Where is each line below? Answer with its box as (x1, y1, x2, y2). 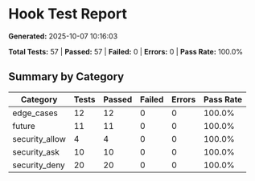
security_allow (12, 133, 67, 144)
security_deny (12, 159, 66, 171)
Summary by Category (8, 70, 125, 84)
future (12, 120, 36, 131)
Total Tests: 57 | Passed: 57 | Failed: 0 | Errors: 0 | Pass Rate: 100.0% (8, 46, 244, 56)
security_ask (12, 146, 60, 157)
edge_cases (12, 107, 59, 119)
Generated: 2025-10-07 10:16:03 (8, 31, 118, 41)
